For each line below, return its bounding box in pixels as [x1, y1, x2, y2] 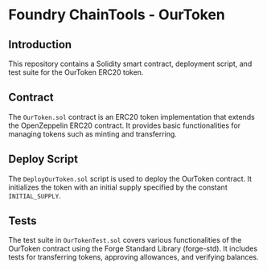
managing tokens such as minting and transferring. [8, 129, 177, 138]
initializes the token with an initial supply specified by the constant [8, 182, 228, 192]
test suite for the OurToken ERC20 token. [8, 67, 144, 77]
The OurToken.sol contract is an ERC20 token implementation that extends [8, 112, 255, 121]
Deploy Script [8, 153, 79, 166]
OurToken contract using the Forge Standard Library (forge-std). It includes [8, 243, 258, 254]
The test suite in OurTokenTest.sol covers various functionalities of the [8, 235, 242, 245]
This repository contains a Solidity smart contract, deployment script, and [8, 59, 253, 68]
